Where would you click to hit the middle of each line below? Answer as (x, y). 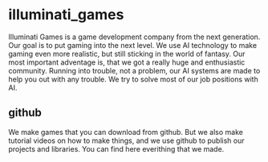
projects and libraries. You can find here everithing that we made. (116, 148)
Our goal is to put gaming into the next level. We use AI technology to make (133, 45)
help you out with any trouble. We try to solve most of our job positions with (133, 79)
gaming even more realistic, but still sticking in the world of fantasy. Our (127, 53)
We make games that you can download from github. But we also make (126, 132)
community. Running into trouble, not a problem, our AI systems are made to (134, 70)
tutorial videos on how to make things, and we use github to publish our (126, 140)
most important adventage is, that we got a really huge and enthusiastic (127, 62)
